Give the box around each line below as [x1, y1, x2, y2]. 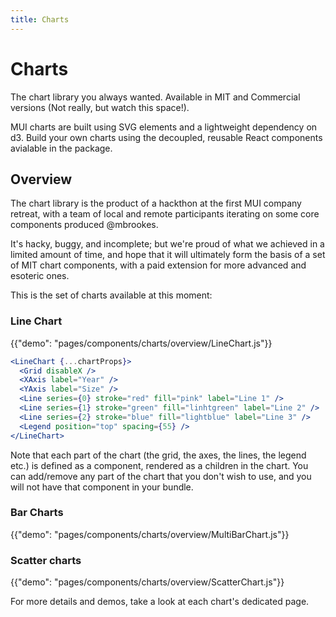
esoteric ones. [10, 270, 70, 282]
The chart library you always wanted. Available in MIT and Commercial [10, 91, 301, 103]
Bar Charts [10, 506, 64, 520]
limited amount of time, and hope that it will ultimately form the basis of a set [10, 249, 326, 261]
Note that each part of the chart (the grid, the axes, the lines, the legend [10, 449, 307, 461]
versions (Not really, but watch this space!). [10, 101, 190, 113]
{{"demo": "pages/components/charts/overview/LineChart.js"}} [10, 337, 273, 349]
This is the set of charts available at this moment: [10, 289, 213, 301]
